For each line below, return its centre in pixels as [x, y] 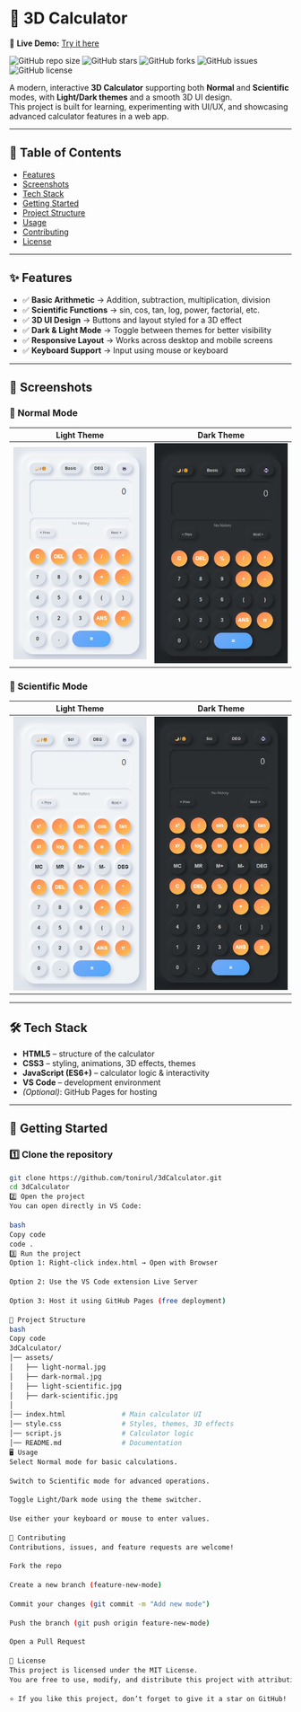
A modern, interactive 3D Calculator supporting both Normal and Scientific [149, 87]
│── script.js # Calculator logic [102, 1434]
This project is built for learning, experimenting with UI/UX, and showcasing [149, 106]
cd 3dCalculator [39, 1187]
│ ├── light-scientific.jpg [66, 1386]
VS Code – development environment [91, 1082]
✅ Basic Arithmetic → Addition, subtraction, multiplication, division [146, 299]
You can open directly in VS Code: [76, 1206]
